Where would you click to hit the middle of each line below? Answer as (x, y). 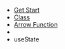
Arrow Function (36, 24)
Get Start (27, 10)
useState (26, 39)
